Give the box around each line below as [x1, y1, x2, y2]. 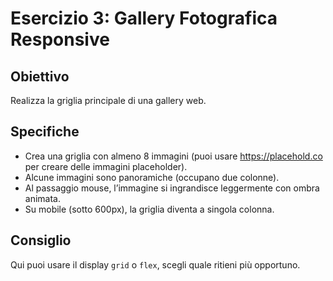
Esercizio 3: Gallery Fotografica [10, 7, 278, 30]
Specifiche [10, 123, 80, 141]
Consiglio [10, 232, 72, 249]
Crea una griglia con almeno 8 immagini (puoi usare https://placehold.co [24, 150, 323, 162]
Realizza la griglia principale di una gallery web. [10, 95, 207, 106]
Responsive [10, 28, 110, 51]
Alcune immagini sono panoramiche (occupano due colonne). [24, 171, 280, 183]
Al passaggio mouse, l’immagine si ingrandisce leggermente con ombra [24, 182, 320, 194]
